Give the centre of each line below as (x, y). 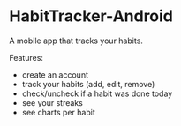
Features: (26, 57)
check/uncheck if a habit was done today (97, 93)
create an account (55, 74)
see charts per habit (58, 112)
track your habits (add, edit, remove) (88, 84)
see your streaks (53, 102)
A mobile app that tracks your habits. (76, 41)
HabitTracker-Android (91, 16)
